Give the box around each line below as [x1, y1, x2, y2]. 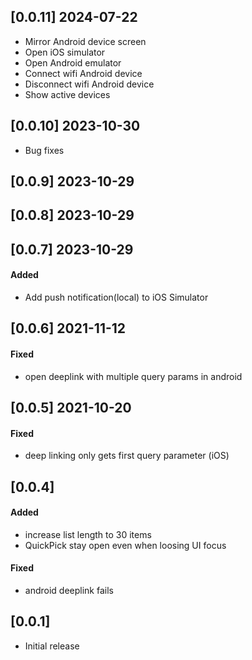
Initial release [24, 640, 80, 652]
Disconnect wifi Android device [24, 78, 155, 90]
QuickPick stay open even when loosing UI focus [24, 539, 227, 551]
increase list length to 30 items [24, 528, 152, 540]
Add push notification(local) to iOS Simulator [24, 291, 209, 303]
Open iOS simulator [24, 46, 106, 58]
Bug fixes [24, 144, 65, 156]
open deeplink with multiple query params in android [24, 370, 243, 382]
